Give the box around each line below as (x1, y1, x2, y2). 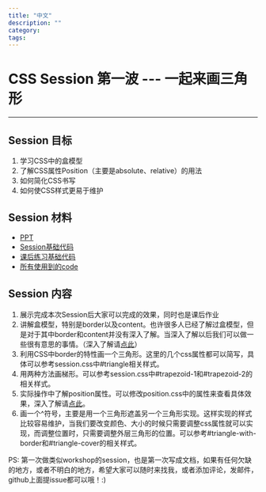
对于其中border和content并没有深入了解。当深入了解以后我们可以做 (26, 329, 247, 339)
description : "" (8, 19, 62, 27)
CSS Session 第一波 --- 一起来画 (8, 70, 220, 88)
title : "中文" (8, 11, 53, 20)
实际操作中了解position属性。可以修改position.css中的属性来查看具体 (19, 388, 245, 398)
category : (8, 26, 41, 34)
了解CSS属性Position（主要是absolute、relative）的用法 (19, 166, 203, 175)
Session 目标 (8, 134, 73, 147)
